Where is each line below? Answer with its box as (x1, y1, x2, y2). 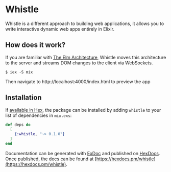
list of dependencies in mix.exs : (5, 112, 72, 118)
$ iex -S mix (5, 69, 33, 75)
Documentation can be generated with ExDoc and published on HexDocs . (5, 150, 160, 156)
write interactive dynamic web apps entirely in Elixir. (5, 26, 115, 32)
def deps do (5, 122, 31, 127)
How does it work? (5, 41, 66, 50)
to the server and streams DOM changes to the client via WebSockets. (5, 60, 153, 66)
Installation (5, 93, 42, 102)
